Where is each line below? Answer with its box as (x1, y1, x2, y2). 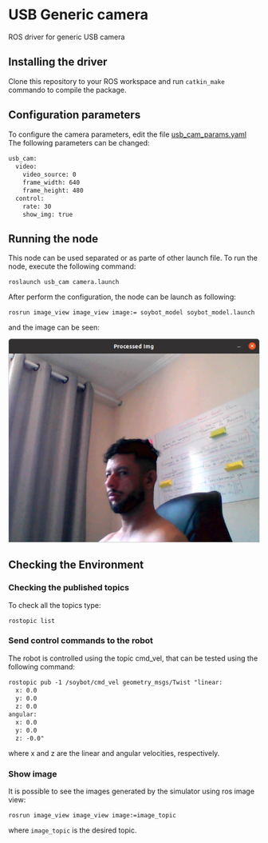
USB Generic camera (8, 6, 149, 24)
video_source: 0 (22, 170, 77, 178)
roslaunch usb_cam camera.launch (8, 278, 120, 286)
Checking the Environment (8, 558, 144, 572)
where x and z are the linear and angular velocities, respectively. (8, 748, 220, 757)
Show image (8, 768, 57, 779)
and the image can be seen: (8, 322, 100, 333)
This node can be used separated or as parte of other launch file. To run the (8, 254, 258, 263)
